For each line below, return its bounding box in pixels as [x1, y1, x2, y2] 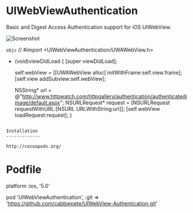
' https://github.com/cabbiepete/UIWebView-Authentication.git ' [6, 200, 158, 207]
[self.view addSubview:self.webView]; [14, 75, 107, 82]
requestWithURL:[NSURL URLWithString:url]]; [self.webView [14, 105, 160, 112]
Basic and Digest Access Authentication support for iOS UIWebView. [6, 23, 172, 31]
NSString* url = [14, 86, 52, 93]
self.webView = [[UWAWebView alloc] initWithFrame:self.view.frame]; [14, 69, 182, 76]
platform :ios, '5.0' [6, 182, 50, 189]
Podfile [6, 163, 42, 177]
